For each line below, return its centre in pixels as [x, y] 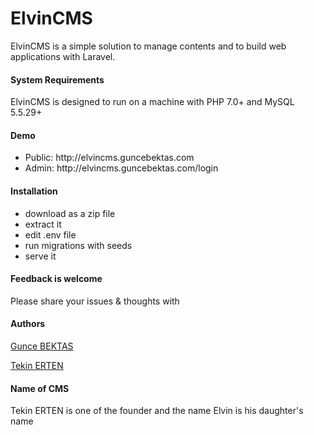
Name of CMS [40, 388]
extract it [43, 224]
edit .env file [50, 234]
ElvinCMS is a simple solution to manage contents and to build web [148, 46]
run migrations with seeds [78, 245]
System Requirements [57, 79]
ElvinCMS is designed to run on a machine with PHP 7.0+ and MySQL [152, 102]
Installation [34, 191]
